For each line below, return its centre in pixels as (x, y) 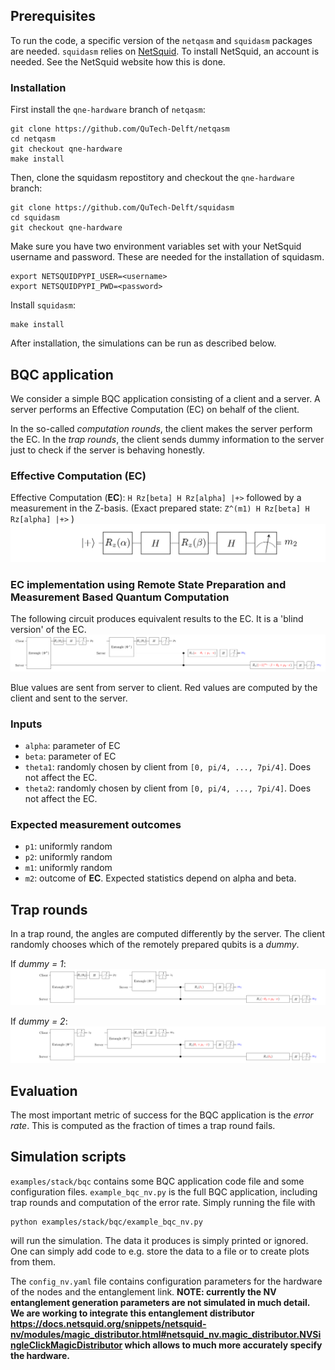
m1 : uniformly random (68, 868)
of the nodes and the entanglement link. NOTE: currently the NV (143, 1291)
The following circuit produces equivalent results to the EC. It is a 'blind (157, 619)
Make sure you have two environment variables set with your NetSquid (156, 246)
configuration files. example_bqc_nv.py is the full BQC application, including (164, 1191)
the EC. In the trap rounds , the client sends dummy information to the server (167, 439)
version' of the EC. (48, 630)
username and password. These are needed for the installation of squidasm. (167, 257)
